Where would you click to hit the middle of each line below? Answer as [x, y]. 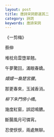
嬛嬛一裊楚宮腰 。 [22, 78]
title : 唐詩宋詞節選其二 [27, 14]
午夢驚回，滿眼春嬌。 [26, 68]
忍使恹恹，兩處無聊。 [26, 130]
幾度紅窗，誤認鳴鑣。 [26, 109]
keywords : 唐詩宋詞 [23, 23]
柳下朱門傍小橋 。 [22, 99]
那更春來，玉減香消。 [26, 89]
